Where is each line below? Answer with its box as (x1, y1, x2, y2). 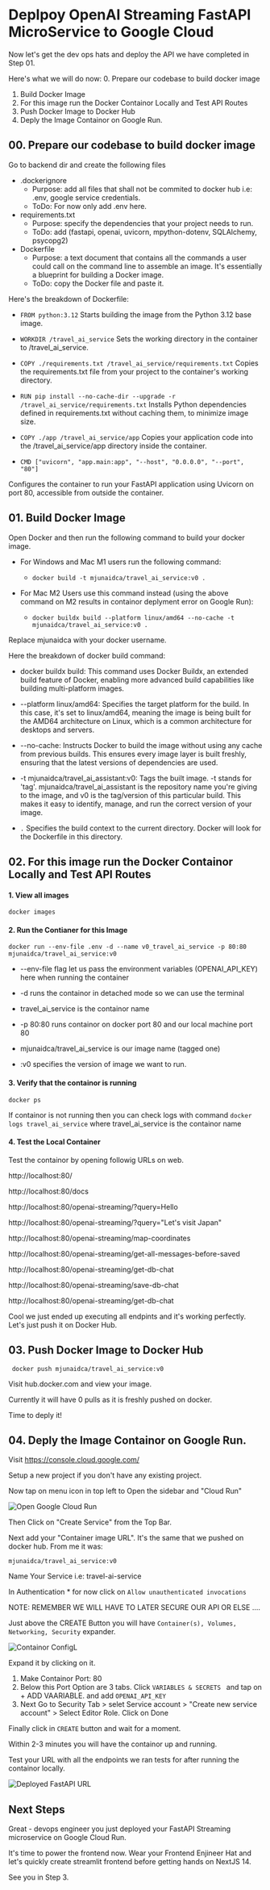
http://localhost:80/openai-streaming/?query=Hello (8, 1202, 179, 1211)
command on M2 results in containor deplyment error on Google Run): (19, 596, 254, 606)
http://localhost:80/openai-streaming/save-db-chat (8, 1280, 179, 1290)
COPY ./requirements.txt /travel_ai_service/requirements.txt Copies (19, 358, 260, 368)
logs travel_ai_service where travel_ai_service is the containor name (8, 1119, 242, 1128)
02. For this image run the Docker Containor (8, 855, 234, 868)
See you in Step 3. (8, 1872, 69, 1882)
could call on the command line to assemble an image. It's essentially (31, 261, 263, 271)
